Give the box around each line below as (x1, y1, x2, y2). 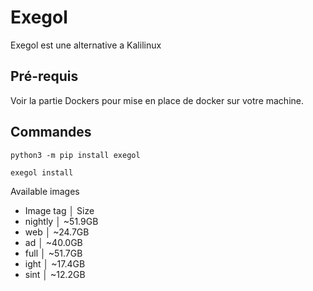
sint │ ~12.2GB (24, 268, 86, 280)
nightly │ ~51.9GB (24, 215, 99, 227)
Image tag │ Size (24, 204, 95, 216)
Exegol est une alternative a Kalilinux (10, 39, 162, 51)
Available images (10, 185, 80, 197)
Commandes (10, 124, 92, 141)
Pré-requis (10, 68, 79, 85)
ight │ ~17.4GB (24, 257, 86, 270)
